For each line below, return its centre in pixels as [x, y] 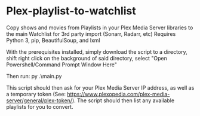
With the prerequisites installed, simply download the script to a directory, [97, 51]
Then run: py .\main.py [34, 76]
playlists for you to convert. [40, 106]
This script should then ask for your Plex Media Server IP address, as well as [100, 87]
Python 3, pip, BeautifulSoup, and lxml [53, 40]
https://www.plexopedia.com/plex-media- [119, 94]
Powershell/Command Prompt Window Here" [62, 65]
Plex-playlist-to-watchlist [71, 11]
